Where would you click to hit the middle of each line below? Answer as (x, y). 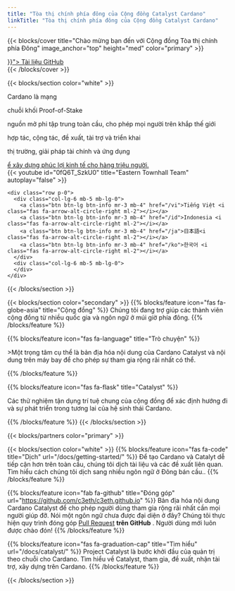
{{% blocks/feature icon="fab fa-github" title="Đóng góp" (91, 493)
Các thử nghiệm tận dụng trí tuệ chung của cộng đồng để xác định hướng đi (118, 401)
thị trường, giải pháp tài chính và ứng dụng (69, 151)
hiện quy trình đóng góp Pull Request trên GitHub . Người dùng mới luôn (112, 523)
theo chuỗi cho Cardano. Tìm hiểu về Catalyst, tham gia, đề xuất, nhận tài (114, 559)
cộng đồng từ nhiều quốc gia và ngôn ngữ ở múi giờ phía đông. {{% (105, 317)
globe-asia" (24, 310)
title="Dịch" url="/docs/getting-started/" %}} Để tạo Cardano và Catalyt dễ (116, 456)
